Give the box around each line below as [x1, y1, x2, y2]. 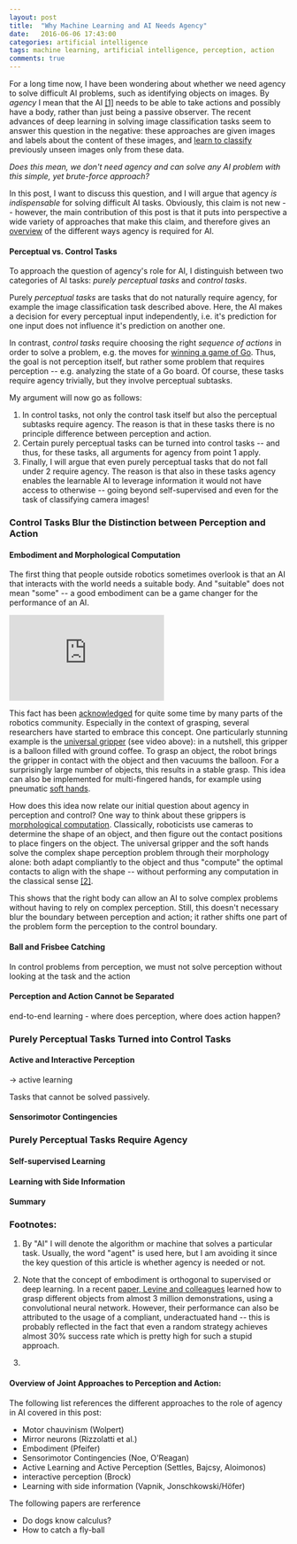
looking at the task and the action [9, 971, 131, 981]
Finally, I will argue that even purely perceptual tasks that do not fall [21, 457, 268, 468]
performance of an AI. [9, 597, 90, 608]
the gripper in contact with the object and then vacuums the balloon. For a [9, 755, 279, 766]
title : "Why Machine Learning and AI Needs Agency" [9, 21, 208, 30]
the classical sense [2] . [9, 876, 94, 887]
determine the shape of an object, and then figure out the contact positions [9, 829, 283, 840]
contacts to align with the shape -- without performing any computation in [9, 866, 278, 877]
